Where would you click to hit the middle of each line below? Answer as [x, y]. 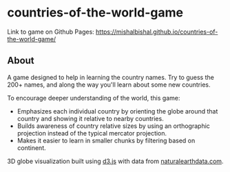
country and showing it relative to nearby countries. [90, 118]
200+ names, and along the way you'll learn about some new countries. [109, 85]
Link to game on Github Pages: [51, 32]
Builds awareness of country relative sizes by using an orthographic [113, 126]
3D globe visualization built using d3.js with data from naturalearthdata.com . [115, 161]
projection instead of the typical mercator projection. [92, 133]
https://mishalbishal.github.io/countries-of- [157, 32]
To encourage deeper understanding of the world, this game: [94, 98]
